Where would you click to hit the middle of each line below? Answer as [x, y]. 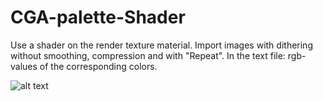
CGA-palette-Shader [98, 17]
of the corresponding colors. [98, 66]
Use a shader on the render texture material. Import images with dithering [161, 45]
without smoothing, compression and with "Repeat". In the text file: [148, 55]
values [24, 66]
